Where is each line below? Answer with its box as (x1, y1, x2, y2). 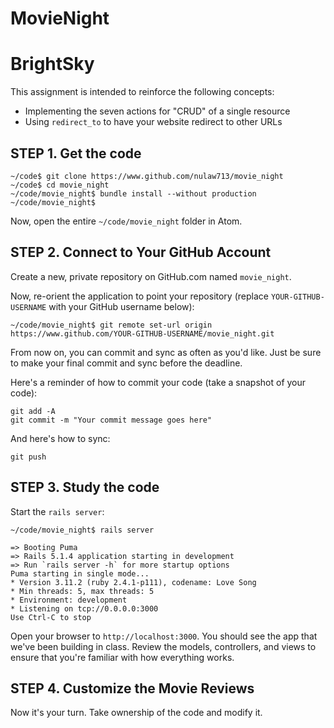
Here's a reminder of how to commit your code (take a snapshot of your (10, 376, 307, 388)
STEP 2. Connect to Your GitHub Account (10, 244, 272, 261)
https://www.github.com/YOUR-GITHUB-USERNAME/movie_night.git (10, 328, 275, 339)
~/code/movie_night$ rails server (10, 525, 155, 535)
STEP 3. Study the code (10, 479, 160, 496)
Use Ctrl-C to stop (10, 612, 92, 622)
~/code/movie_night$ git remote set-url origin (10, 320, 213, 330)
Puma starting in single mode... (10, 568, 150, 579)
